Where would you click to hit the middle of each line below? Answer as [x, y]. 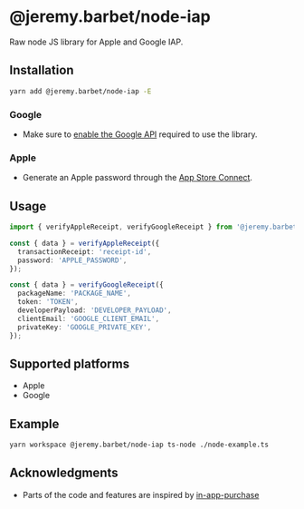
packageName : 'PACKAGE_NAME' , [74, 294]
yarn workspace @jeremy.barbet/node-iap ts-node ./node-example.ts [139, 445]
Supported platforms [69, 363]
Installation [42, 70]
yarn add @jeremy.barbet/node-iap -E [81, 91]
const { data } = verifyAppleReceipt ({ [85, 243]
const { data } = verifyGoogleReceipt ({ [87, 285]
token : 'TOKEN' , [48, 302]
